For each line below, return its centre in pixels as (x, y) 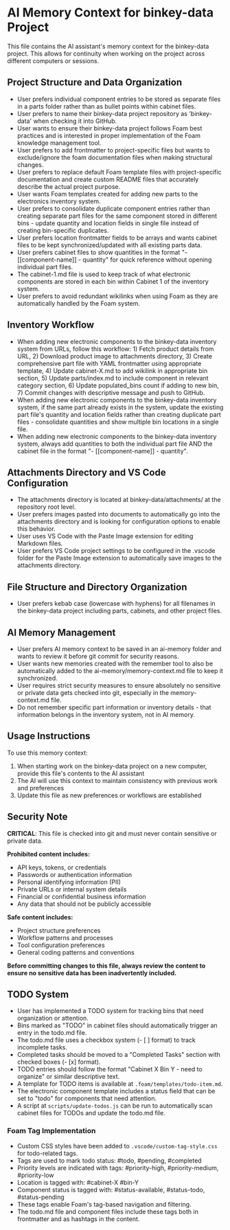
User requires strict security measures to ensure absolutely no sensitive (119, 685)
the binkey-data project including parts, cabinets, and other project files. (119, 611)
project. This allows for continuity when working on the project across (106, 54)
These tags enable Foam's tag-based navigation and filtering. (104, 1204)
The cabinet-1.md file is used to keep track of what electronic (104, 274)
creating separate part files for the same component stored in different (117, 216)
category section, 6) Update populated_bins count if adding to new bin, (118, 385)
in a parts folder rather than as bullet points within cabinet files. (106, 106)
